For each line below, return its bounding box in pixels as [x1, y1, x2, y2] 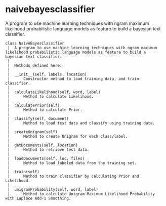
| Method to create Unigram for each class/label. [7, 134, 128, 139]
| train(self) [7, 169, 39, 174]
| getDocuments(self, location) [7, 143, 78, 148]
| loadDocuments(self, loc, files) [7, 156, 85, 161]
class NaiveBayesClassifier [5, 40, 65, 46]
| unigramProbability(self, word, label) [7, 187, 99, 192]
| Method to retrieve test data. [7, 147, 90, 152]
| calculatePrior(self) [7, 103, 60, 108]
